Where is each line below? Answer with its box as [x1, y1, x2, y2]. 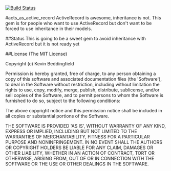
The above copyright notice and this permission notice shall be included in [5, 108, 162, 113]
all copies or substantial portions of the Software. [5, 113, 109, 119]
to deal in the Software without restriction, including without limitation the [5, 82, 160, 87]
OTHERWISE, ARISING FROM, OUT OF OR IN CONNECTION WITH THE [5, 156, 155, 161]
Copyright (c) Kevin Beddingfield [5, 61, 74, 66]
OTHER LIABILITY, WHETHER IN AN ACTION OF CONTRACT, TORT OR [5, 150, 155, 156]
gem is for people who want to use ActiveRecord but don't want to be [5, 20, 152, 26]
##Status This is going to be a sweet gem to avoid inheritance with [5, 36, 146, 41]
